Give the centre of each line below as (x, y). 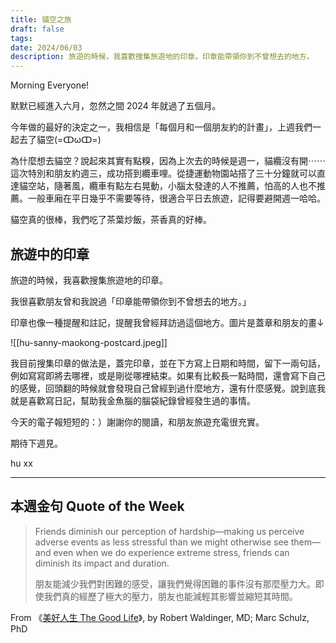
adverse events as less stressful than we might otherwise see (161, 542)
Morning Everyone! (50, 85)
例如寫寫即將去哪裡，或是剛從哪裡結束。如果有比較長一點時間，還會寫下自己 (168, 375)
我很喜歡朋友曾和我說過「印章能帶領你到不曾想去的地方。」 (131, 301)
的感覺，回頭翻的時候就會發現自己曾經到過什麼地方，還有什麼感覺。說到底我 (168, 388)
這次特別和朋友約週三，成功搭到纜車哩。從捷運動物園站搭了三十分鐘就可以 (163, 173)
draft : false (37, 29)
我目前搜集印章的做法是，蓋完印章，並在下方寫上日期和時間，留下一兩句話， (168, 363)
